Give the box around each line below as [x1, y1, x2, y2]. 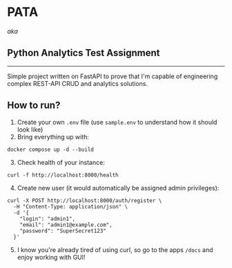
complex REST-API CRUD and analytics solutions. [7, 79, 148, 87]
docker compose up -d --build [7, 146, 95, 153]
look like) [17, 125, 43, 134]
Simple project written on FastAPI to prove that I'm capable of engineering [7, 72, 218, 80]
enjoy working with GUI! [17, 253, 86, 261]
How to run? [7, 100, 61, 111]
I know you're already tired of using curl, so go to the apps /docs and [17, 245, 213, 253]
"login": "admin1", [19, 215, 76, 222]
